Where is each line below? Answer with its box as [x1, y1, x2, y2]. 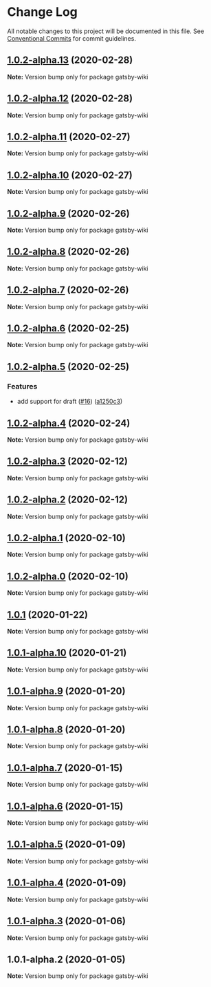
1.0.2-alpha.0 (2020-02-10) [7, 570, 129, 582]
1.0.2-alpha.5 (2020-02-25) [7, 360, 129, 373]
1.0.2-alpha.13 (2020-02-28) [7, 55, 133, 66]
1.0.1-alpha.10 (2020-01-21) [7, 647, 127, 659]
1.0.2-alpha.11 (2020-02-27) [7, 130, 131, 142]
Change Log [7, 4, 78, 20]
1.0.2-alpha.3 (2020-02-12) [7, 456, 129, 467]
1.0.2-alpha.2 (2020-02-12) [7, 494, 129, 506]
